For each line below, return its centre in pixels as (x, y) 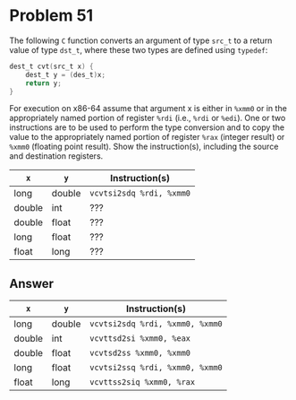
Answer (32, 283)
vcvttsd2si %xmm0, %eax (140, 339)
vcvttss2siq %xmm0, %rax (142, 383)
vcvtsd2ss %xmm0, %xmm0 (140, 353)
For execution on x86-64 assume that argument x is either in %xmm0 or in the (148, 109)
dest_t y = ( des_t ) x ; (65, 74)
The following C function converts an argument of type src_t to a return (141, 40)
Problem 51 (51, 16)
